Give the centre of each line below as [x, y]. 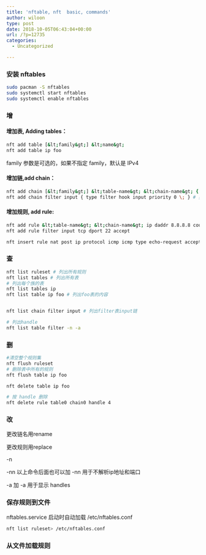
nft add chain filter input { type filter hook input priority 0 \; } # [101, 197]
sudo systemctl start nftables [46, 93]
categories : [21, 40]
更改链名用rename [29, 434]
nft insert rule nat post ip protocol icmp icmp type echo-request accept [104, 242]
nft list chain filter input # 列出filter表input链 [72, 311]
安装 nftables [26, 74]
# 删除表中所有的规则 [30, 369]
